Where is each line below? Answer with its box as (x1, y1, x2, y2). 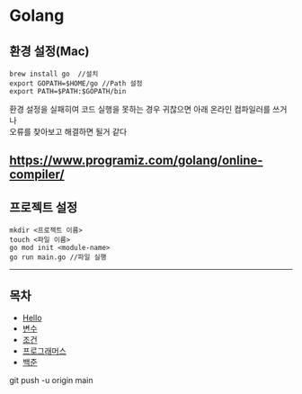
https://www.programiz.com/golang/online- (9, 153, 263, 168)
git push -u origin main (9, 375, 93, 386)
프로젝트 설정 (9, 200, 78, 215)
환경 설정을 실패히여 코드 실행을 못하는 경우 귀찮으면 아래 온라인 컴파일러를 (9, 104, 271, 114)
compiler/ (9, 167, 65, 183)
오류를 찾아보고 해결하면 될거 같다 (9, 127, 128, 137)
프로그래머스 (22, 345, 67, 356)
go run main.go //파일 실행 (9, 253, 107, 262)
